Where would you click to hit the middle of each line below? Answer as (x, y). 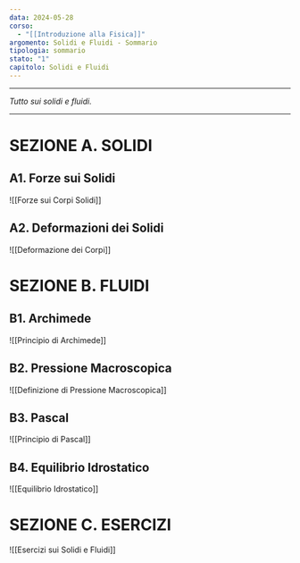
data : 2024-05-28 (42, 17)
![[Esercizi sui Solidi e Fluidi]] (62, 550)
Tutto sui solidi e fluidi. (50, 101)
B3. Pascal (39, 418)
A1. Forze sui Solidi (62, 178)
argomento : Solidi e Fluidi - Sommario (83, 42)
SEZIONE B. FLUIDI (79, 286)
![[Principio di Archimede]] (58, 340)
